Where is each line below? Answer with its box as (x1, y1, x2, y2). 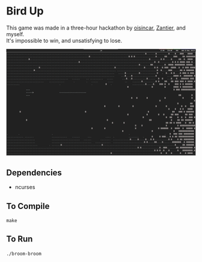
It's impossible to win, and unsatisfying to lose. (6, 37, 122, 44)
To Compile (6, 201, 50, 211)
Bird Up (6, 4, 44, 18)
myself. (6, 30, 25, 37)
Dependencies (6, 167, 62, 178)
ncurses (14, 184, 35, 191)
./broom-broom (6, 251, 42, 257)
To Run (6, 234, 33, 245)
